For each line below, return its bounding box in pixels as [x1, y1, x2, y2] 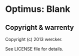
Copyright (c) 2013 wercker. [5, 36, 62, 42]
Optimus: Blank [5, 3, 70, 15]
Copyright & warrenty [5, 23, 74, 32]
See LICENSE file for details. [5, 46, 63, 52]
